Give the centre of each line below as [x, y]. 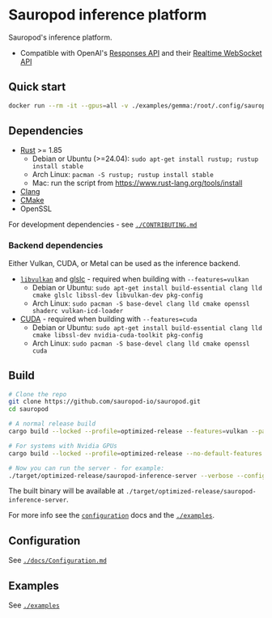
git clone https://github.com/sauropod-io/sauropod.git [104, 402]
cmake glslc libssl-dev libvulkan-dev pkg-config [118, 295]
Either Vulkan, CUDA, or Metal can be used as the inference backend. [124, 263]
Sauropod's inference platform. [60, 37]
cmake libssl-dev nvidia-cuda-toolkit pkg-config [118, 335]
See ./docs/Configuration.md [57, 561]
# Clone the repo [38, 394]
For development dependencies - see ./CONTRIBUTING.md [103, 225]
